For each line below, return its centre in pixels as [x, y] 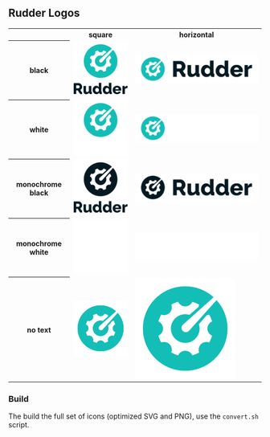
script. [19, 425]
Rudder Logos [44, 13]
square [100, 35]
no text [39, 329]
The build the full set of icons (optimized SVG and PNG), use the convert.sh [133, 416]
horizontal [197, 35]
